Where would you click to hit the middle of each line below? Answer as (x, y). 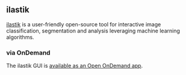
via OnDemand (28, 52)
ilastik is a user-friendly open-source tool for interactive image (84, 24)
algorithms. (20, 37)
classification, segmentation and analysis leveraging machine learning (93, 31)
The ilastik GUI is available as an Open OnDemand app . (75, 66)
